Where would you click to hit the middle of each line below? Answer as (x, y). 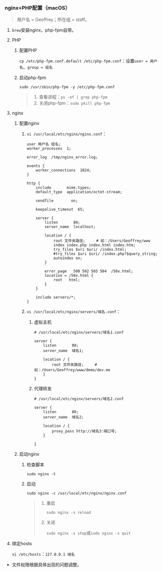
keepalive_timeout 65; (60, 210)
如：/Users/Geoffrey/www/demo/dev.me (72, 370)
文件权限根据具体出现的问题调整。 (47, 565)
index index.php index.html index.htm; (94, 245)
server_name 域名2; (63, 417)
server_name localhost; (70, 227)
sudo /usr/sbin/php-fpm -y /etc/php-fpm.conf (67, 87)
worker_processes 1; (49, 149)
